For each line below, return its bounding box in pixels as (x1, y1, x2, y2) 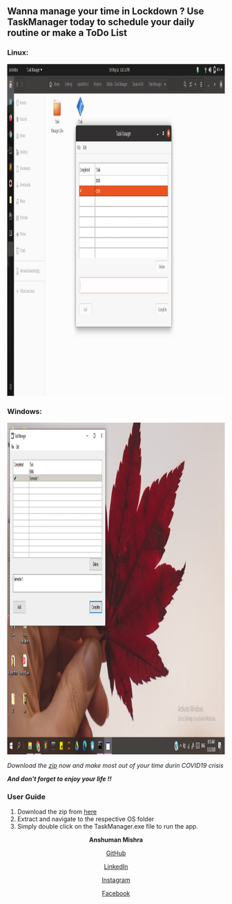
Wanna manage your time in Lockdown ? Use (7, 6, 204, 17)
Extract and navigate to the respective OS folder (17, 815, 155, 823)
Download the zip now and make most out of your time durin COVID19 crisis (7, 761, 224, 769)
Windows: (7, 406, 43, 416)
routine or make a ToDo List (7, 27, 128, 39)
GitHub (106, 849, 126, 858)
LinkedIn (104, 863, 128, 871)
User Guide (7, 791, 46, 801)
